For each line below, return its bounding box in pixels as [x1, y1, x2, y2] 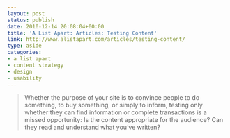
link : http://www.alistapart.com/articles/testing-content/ [7, 36, 186, 43]
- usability [7, 74, 42, 82]
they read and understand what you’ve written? [24, 123, 160, 132]
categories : [7, 49, 42, 56]
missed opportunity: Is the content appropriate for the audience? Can [24, 116, 224, 124]
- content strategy [7, 62, 64, 69]
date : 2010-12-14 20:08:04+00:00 [7, 23, 105, 30]
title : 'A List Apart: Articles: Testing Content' [7, 29, 158, 37]
